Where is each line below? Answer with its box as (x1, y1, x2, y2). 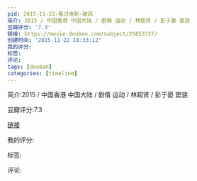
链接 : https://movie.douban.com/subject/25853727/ (7, 30, 158, 38)
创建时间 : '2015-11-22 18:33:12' (7, 37, 102, 44)
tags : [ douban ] (7, 63, 52, 70)
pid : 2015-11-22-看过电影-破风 (7, 10, 94, 18)
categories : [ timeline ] (7, 70, 78, 77)
